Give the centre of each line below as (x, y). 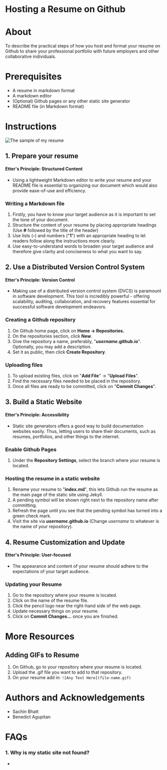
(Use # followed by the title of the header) (55, 230)
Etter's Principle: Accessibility (37, 415)
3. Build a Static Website (44, 402)
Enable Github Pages (31, 449)
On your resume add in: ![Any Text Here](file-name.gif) (72, 678)
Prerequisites (34, 77)
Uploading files (24, 365)
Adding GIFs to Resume (42, 655)
